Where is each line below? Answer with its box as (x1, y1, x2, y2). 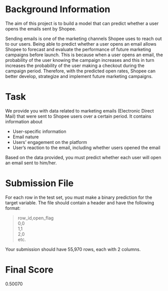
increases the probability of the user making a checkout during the (5, 62, 145, 68)
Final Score (5, 264, 54, 275)
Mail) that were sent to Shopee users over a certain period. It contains (5, 113, 151, 119)
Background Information (5, 4, 111, 15)
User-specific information (12, 128, 67, 134)
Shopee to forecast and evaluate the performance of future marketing (5, 46, 151, 52)
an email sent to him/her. (5, 160, 57, 166)
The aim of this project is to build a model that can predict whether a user (5, 20, 159, 26)
